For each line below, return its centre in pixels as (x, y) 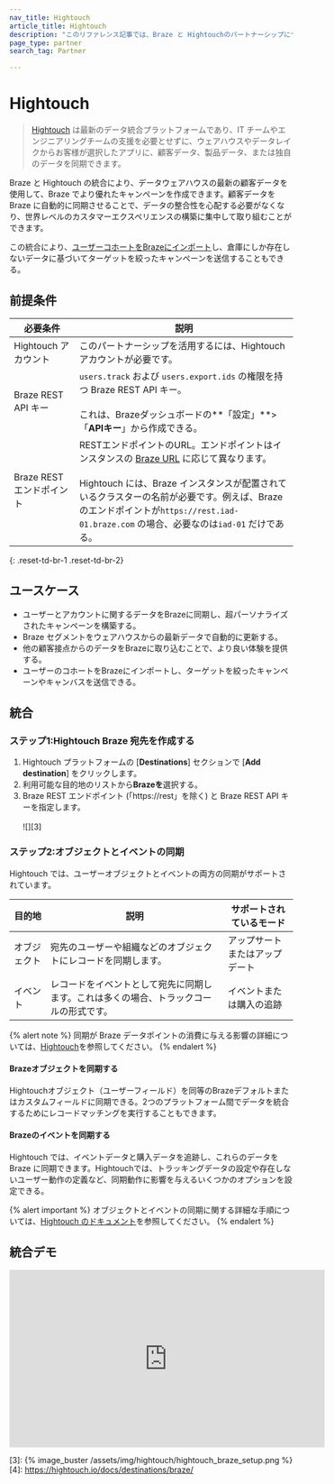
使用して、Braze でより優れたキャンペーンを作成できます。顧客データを (143, 194)
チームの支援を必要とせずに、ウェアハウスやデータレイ (189, 142)
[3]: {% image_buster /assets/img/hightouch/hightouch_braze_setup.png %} (151, 1460)
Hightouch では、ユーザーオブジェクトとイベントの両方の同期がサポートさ (148, 873)
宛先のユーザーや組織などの (109, 947)
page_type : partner (46, 43)
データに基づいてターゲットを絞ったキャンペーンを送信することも (147, 259)
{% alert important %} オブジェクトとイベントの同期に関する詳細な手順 (142, 1210)
